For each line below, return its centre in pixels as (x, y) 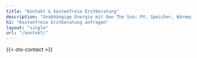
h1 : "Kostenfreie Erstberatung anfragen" (57, 22)
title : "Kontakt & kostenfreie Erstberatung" (62, 11)
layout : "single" (27, 28)
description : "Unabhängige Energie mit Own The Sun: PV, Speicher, (90, 17)
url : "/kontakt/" (27, 33)
